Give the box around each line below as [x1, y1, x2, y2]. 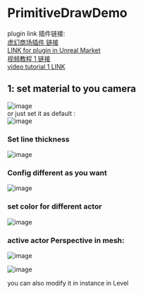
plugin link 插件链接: [7, 29, 66, 37]
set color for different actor [7, 201, 102, 211]
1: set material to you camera [7, 83, 136, 95]
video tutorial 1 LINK [7, 62, 66, 71]
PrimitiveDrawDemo [7, 5, 128, 21]
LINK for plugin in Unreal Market [7, 46, 101, 54]
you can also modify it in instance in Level [7, 278, 129, 287]
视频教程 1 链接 [7, 54, 51, 63]
